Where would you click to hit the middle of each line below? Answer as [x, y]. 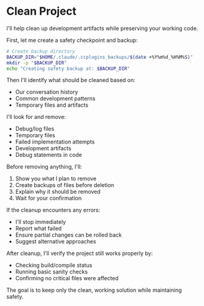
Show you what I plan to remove [56, 178]
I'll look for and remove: [36, 117]
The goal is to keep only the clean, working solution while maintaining [94, 290]
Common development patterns [55, 99]
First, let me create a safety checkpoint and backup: [72, 40]
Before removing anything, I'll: [44, 167]
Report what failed [39, 229]
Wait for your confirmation [48, 198]
